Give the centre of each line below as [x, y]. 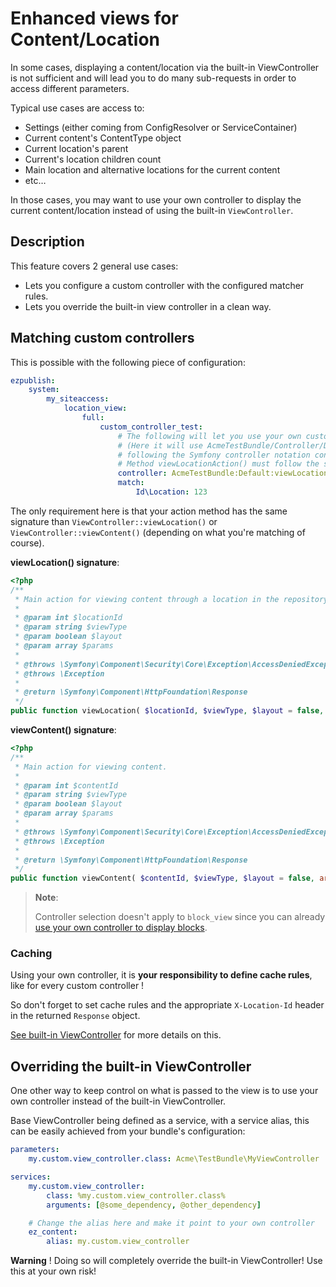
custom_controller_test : [151, 427]
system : [44, 390]
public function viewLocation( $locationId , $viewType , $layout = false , [167, 711]
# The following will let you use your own [209, 436]
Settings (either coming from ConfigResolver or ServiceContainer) [161, 127]
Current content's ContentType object [103, 138]
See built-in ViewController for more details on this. [116, 1035]
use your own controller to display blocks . [121, 928]
